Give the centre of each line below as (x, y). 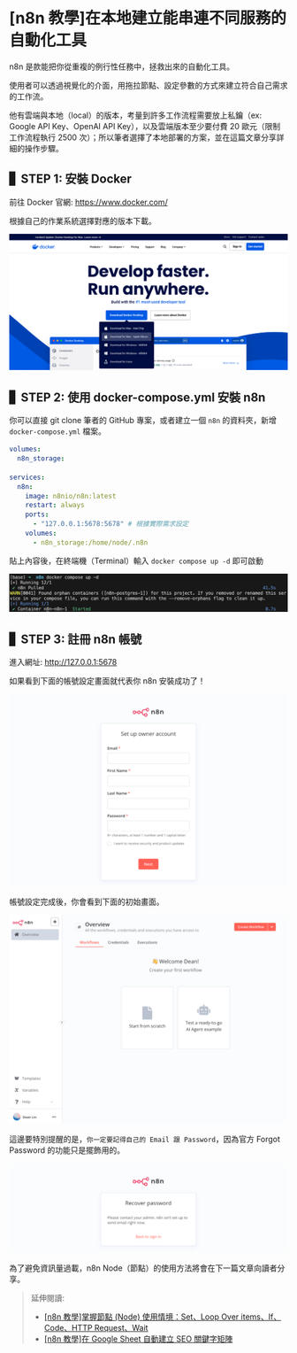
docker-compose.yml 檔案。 (57, 431)
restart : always (55, 506)
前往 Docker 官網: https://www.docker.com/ (88, 202)
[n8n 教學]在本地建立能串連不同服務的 (148, 18)
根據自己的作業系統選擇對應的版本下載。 (83, 220)
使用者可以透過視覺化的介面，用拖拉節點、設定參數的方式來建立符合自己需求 (148, 85)
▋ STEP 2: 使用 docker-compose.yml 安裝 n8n (137, 397)
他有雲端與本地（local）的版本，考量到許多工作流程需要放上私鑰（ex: (136, 115)
